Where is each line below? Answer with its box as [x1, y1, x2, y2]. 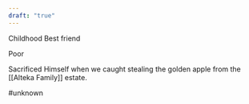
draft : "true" [8, 11, 56, 20]
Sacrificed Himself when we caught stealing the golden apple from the [8, 64, 242, 74]
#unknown [8, 88, 44, 98]
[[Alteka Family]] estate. [8, 72, 88, 82]
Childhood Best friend [8, 33, 81, 43]
